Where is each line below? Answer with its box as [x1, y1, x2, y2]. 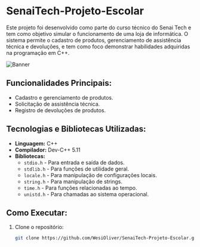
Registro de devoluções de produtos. [14, 106, 106, 114]
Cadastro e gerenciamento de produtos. [14, 94, 113, 101]
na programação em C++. [6, 49, 70, 56]
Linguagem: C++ [14, 140, 58, 147]
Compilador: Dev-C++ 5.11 [14, 146, 81, 153]
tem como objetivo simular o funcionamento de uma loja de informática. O [6, 30, 189, 37]
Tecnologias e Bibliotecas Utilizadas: [6, 124, 146, 134]
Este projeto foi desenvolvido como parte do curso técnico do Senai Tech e [6, 24, 192, 31]
